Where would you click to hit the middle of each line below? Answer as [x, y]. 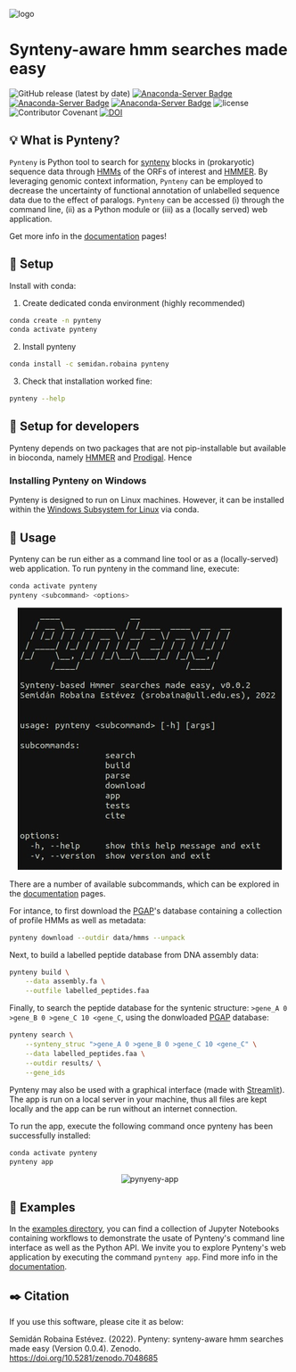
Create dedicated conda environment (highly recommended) [133, 302]
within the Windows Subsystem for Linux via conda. [104, 509]
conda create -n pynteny [55, 320]
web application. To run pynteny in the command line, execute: [124, 568]
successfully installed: [50, 1135]
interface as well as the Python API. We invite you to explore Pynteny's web [148, 1248]
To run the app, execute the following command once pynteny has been [141, 1126]
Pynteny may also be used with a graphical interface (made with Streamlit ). [147, 1089]
